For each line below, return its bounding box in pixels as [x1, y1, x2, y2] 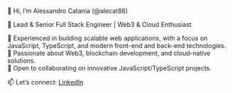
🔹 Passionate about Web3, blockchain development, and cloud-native [7, 49, 211, 57]
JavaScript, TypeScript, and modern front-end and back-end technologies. [7, 42, 226, 49]
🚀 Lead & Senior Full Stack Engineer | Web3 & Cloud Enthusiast [7, 20, 192, 28]
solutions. [7, 56, 36, 65]
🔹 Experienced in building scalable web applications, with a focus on [7, 34, 208, 42]
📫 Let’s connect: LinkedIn [7, 78, 84, 86]
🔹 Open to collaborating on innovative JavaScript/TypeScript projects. [7, 64, 211, 72]
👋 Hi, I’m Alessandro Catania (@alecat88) [7, 7, 128, 15]
